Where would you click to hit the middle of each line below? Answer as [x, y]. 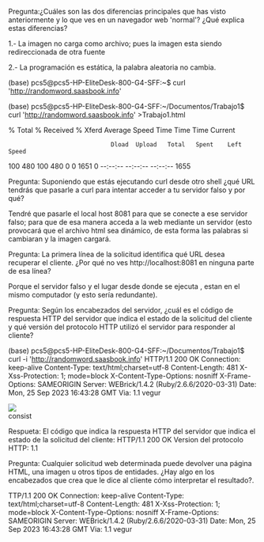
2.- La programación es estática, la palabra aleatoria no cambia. [112, 67]
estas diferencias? [38, 28]
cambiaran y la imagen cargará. [60, 239]
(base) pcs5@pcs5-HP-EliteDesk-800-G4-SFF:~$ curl [97, 83]
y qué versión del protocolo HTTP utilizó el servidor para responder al [122, 327]
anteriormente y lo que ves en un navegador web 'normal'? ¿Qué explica [126, 20]
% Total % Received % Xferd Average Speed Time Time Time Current [122, 130]
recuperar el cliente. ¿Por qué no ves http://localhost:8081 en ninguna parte [131, 263]
